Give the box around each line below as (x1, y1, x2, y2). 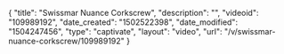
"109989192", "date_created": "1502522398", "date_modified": (8, 17, 238, 27)
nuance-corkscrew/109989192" (8, 35, 126, 46)
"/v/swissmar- (223, 27, 276, 36)
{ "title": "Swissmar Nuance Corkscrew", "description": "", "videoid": (8, 8, 259, 18)
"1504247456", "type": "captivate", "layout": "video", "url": (8, 27, 223, 36)
